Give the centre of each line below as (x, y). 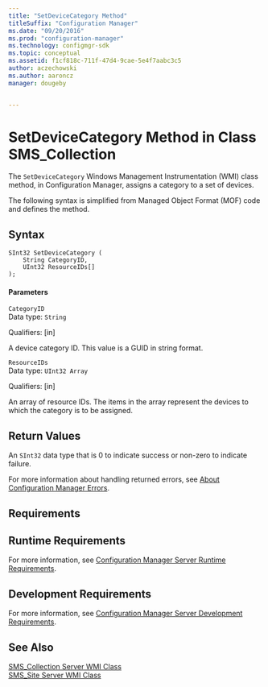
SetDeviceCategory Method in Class (132, 137)
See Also (31, 647)
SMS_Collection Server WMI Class (65, 667)
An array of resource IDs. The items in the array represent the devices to (129, 402)
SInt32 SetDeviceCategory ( (56, 253)
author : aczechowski (43, 68)
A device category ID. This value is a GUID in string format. (106, 348)
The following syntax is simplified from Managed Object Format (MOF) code (134, 201)
